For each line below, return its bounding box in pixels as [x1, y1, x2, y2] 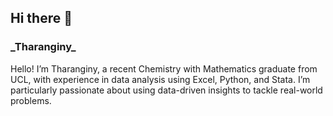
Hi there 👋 [10, 10, 73, 27]
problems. [10, 94, 52, 106]
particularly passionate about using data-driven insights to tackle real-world [10, 84, 323, 96]
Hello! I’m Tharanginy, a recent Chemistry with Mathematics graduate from [10, 62, 318, 75]
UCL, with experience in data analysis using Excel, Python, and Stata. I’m [10, 73, 311, 85]
